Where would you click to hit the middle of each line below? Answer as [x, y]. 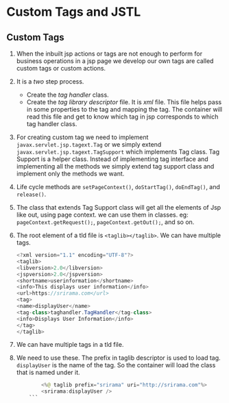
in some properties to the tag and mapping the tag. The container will [124, 109]
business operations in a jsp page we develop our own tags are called [115, 61]
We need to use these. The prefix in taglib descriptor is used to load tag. [118, 358]
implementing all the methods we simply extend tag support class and [115, 166]
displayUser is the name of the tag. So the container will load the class [116, 365]
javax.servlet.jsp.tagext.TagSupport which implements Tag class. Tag [118, 152]
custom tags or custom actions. [61, 68]
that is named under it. [48, 373]
